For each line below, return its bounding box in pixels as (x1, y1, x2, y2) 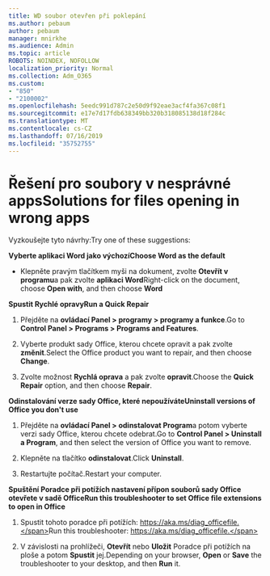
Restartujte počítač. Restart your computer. (19, 469, 162, 479)
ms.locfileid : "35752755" (8, 139, 95, 148)
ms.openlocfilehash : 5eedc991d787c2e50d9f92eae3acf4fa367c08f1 (8, 102, 226, 110)
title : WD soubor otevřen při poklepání (8, 11, 147, 20)
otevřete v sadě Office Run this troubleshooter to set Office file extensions (8, 494, 262, 503)
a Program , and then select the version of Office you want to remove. (19, 438, 252, 448)
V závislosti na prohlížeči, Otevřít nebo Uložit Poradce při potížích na (19, 542, 251, 552)
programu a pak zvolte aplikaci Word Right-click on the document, (19, 275, 240, 285)
